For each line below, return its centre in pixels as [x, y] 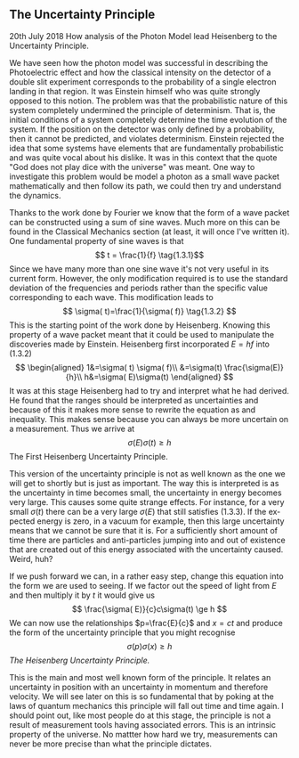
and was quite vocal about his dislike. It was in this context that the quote [143, 157]
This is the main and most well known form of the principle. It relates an [140, 677]
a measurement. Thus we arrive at [72, 428]
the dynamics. [35, 195]
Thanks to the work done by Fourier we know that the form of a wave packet [149, 212]
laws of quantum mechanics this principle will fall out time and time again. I [147, 705]
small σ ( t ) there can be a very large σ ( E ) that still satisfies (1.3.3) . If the [138, 511]
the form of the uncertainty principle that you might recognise [122, 632]
